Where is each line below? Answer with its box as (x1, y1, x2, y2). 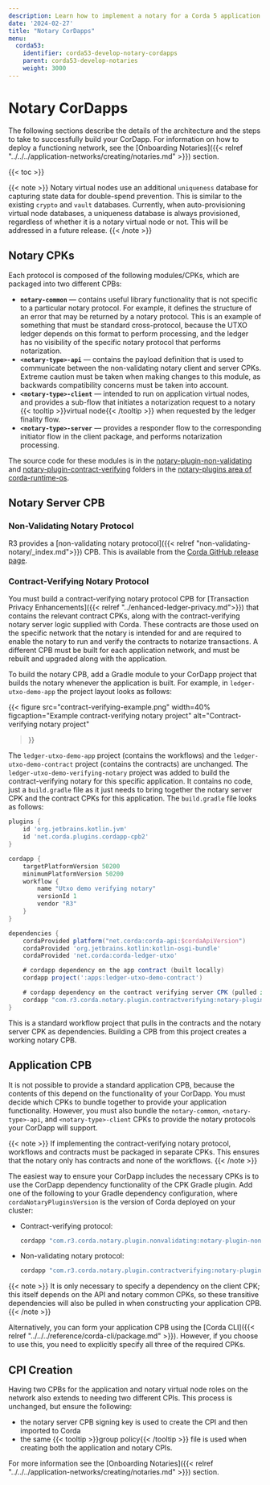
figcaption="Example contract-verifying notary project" (8, 711, 192, 721)
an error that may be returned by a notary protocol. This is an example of (19, 311, 262, 321)
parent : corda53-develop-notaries (22, 57, 138, 65)
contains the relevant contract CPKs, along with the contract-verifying (8, 611, 240, 621)
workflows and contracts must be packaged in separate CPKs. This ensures (8, 1146, 260, 1157)
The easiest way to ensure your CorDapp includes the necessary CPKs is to (8, 1171, 260, 1181)
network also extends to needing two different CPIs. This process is (8, 1393, 233, 1403)
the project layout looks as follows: (57, 687, 173, 697)
